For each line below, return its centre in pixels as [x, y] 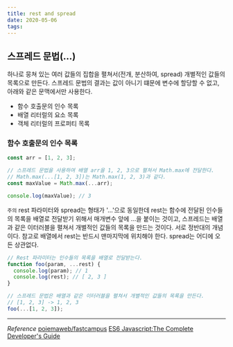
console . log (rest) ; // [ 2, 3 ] [60, 277]
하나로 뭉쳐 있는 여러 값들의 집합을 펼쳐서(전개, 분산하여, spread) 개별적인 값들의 [116, 74]
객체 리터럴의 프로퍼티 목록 [53, 124]
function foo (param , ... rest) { [54, 264]
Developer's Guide [34, 336]
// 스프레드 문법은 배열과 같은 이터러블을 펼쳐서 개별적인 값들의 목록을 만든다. [106, 296]
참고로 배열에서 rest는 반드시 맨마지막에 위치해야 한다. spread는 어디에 [118, 235]
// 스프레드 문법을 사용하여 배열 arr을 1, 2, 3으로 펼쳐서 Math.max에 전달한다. [111, 170]
